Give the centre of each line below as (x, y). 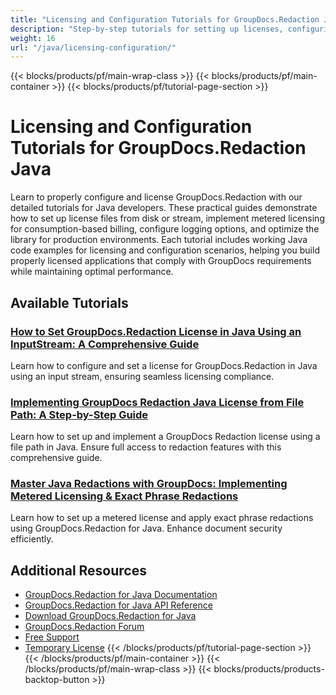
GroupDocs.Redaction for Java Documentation (121, 595)
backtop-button (57, 680)
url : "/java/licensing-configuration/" (93, 47)
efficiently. (32, 539)
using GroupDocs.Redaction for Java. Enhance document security (146, 528)
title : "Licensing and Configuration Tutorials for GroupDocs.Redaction (165, 19)
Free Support (52, 637)
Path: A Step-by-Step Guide (79, 414)
